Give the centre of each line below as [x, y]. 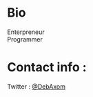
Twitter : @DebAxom [36, 86]
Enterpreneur [26, 32]
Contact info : [47, 68]
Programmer [25, 39]
